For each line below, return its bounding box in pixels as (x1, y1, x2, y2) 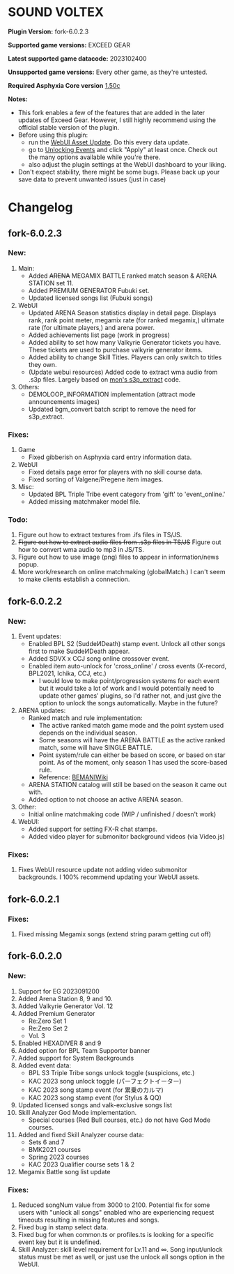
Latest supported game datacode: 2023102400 (8, 54, 147, 63)
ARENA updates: (17, 706, 66, 715)
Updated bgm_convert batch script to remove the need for (28, 405, 196, 413)
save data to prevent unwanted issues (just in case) (17, 175, 166, 183)
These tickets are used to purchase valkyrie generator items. (28, 345, 203, 354)
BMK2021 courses (28, 1145, 81, 1153)
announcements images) (28, 397, 100, 405)
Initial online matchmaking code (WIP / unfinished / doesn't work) (28, 810, 217, 818)
